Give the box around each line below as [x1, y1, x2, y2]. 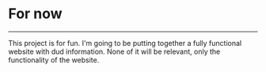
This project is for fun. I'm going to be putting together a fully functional [8, 38, 242, 47]
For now [8, 5, 63, 23]
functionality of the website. [8, 55, 100, 64]
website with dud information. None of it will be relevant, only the [8, 47, 221, 56]
